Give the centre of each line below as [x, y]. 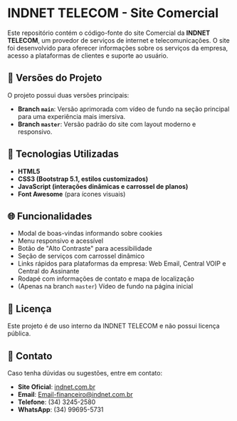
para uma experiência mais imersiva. [72, 116]
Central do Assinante [48, 271]
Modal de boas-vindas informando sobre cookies [90, 234]
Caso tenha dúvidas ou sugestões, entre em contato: [85, 373]
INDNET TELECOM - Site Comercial [113, 13]
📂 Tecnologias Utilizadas [63, 154]
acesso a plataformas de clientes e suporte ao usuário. [88, 56]
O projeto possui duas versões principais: [68, 95]
